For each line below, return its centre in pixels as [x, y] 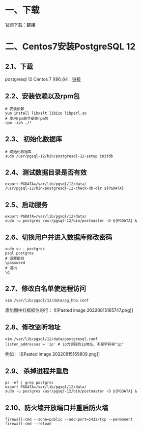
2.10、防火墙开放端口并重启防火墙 [57, 408]
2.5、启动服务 [27, 205]
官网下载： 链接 [20, 25]
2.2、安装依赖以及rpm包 [43, 96]
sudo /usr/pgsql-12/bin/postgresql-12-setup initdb [59, 156]
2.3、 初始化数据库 [34, 139]
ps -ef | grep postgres [29, 383]
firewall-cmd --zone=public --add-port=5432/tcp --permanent [69, 420]
